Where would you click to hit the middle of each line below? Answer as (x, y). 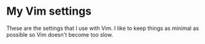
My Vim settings (49, 11)
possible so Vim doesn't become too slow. (60, 34)
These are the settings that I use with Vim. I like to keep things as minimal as (103, 28)
